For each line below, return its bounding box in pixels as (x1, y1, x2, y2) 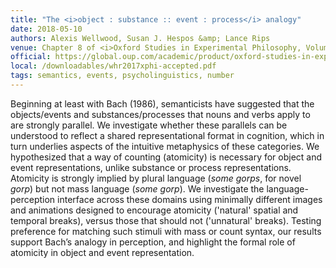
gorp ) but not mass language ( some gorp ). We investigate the (10, 182, 265, 195)
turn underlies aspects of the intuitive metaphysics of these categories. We (10, 140, 320, 152)
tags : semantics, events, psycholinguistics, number (10, 71, 235, 81)
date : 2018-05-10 (10, 24, 83, 34)
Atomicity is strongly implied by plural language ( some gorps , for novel (10, 172, 302, 184)
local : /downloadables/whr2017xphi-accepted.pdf (10, 61, 217, 71)
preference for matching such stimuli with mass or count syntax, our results (10, 225, 322, 237)
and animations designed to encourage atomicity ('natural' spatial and (10, 204, 299, 216)
